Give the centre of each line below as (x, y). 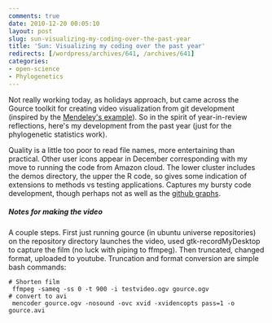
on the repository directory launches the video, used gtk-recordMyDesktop (134, 241)
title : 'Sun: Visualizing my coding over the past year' (107, 46)
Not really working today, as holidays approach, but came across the (124, 99)
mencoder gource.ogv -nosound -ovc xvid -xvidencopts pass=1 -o (123, 303)
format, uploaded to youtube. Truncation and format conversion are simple (134, 258)
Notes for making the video (56, 212)
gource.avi (27, 310)
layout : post (31, 31)
